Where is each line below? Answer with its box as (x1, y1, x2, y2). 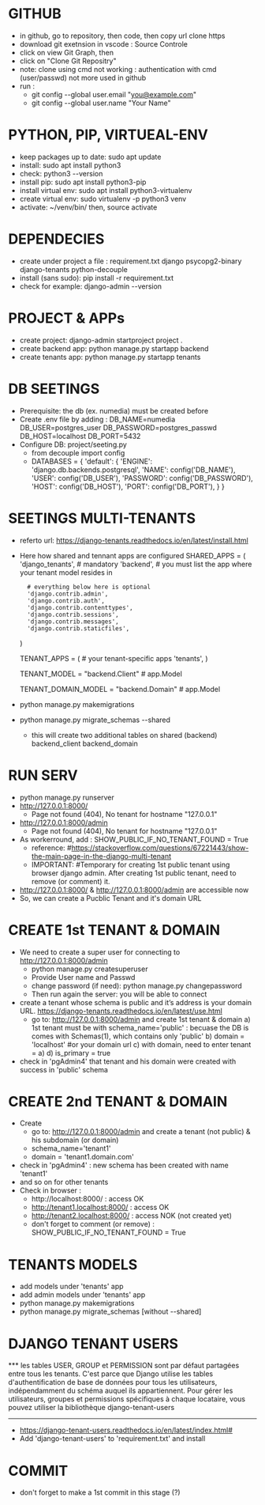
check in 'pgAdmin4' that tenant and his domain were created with (19, 1057, 237, 1066)
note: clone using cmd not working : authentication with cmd (19, 64, 217, 74)
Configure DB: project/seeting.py (19, 440, 128, 449)
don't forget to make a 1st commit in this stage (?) (19, 1488, 181, 1497)
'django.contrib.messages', (27, 618, 120, 626)
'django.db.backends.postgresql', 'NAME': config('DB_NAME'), (31, 464, 236, 475)
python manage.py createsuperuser (31, 964, 148, 974)
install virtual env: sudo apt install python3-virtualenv (19, 185, 192, 195)
